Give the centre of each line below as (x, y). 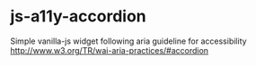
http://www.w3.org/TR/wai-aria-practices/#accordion (110, 50)
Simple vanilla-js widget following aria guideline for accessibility (128, 41)
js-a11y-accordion (78, 16)
